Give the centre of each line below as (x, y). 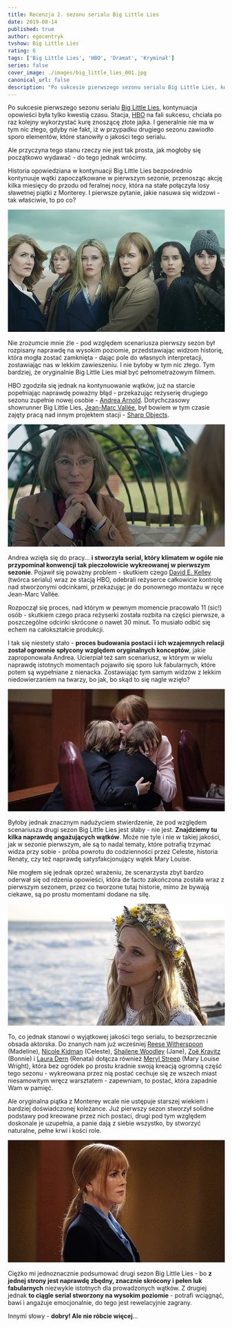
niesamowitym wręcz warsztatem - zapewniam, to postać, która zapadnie (113, 1080)
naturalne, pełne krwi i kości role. (55, 1131)
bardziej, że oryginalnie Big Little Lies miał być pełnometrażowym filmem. (112, 373)
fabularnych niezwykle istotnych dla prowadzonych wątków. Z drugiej (107, 1288)
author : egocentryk (36, 36)
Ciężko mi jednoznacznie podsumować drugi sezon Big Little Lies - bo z (110, 1273)
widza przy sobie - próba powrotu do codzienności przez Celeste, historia (113, 851)
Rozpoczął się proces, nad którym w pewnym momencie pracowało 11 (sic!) (115, 607)
